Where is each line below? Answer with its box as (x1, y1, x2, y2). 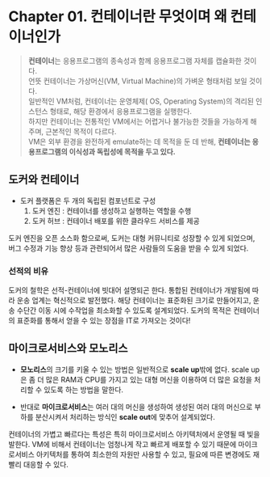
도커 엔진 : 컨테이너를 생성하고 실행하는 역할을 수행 (31, 205, 192, 215)
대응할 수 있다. (23, 459, 69, 469)
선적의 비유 (8, 265, 49, 276)
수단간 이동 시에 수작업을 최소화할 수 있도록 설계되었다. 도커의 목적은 (16, 306, 232, 315)
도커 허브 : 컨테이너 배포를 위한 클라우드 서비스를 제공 (31, 216, 200, 226)
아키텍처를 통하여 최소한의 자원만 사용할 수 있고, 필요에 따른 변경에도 (35, 450, 251, 459)
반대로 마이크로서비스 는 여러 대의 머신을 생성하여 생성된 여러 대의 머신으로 (19, 402, 253, 412)
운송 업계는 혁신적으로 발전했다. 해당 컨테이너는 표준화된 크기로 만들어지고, (16, 296, 251, 306)
